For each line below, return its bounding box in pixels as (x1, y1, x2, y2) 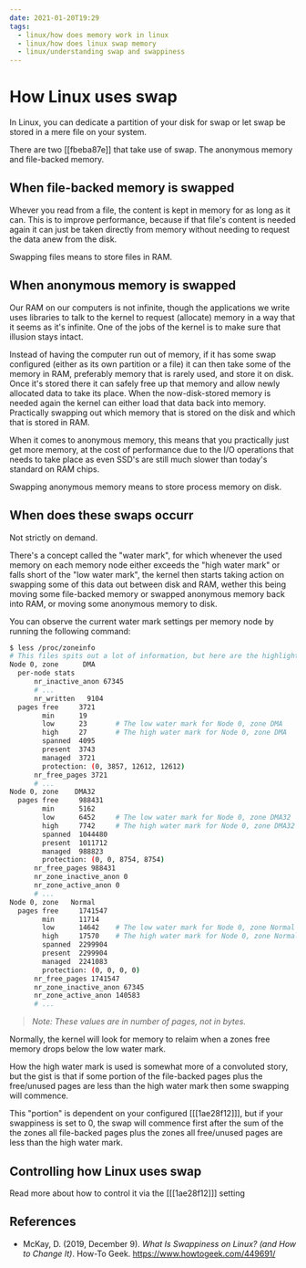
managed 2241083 (42, 957, 107, 966)
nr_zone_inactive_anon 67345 (33, 982, 145, 991)
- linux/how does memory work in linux (17, 30, 169, 39)
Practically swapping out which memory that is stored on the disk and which (9, 407, 296, 418)
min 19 (42, 711, 88, 720)
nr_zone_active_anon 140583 (33, 991, 141, 1001)
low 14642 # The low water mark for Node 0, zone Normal (42, 923, 296, 932)
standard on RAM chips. (9, 463, 100, 475)
